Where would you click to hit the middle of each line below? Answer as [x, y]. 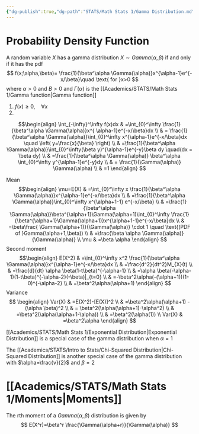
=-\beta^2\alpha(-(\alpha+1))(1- [151, 277]
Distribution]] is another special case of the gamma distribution [105, 356]
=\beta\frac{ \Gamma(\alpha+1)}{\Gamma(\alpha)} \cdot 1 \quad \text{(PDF [99, 226]
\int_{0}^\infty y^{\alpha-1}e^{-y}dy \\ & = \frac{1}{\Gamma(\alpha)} [99, 162]
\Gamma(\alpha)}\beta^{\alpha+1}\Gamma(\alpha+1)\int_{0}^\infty [90, 214]
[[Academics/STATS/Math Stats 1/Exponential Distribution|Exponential [92, 332]
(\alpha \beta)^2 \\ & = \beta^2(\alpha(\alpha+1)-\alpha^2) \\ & [99, 308]
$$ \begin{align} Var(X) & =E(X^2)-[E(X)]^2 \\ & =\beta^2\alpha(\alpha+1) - [99, 301]
